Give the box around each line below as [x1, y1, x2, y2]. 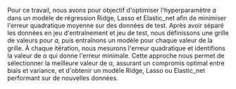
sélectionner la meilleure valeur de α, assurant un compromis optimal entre [7, 59, 225, 67]
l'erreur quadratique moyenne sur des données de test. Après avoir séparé [7, 21, 224, 29]
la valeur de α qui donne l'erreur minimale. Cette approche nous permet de [7, 52, 225, 60]
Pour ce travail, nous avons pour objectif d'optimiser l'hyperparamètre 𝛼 [7, 6, 216, 14]
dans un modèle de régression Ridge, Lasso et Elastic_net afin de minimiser [7, 14, 227, 22]
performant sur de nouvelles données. [7, 74, 118, 82]
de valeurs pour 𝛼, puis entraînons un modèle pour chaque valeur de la [7, 36, 213, 44]
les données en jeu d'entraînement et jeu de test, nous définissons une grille [7, 29, 229, 37]
